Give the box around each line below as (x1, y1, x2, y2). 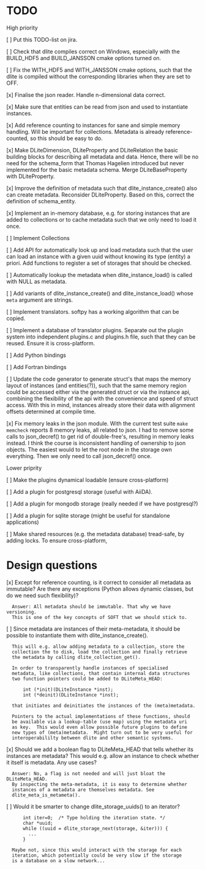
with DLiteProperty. (6, 173, 55, 180)
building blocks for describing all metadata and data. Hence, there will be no (6, 153, 199, 160)
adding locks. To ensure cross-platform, (6, 537, 108, 544)
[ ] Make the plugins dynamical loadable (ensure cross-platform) (6, 476, 169, 483)
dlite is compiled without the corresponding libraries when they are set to (6, 72, 191, 80)
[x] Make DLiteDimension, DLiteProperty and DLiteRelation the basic (6, 146, 179, 154)
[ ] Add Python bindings (6, 351, 66, 359)
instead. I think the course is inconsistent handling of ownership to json (6, 439, 186, 446)
